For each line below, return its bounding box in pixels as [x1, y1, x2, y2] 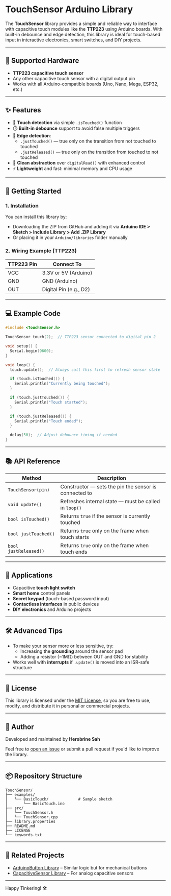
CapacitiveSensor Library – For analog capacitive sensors [12, 870, 134, 876]
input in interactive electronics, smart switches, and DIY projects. [5, 37, 141, 43]
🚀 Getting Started [5, 186, 62, 195]
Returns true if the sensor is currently [60, 512, 150, 520]
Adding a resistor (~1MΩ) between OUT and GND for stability [20, 653, 149, 659]
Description [97, 474, 126, 481]
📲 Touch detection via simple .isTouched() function [12, 119, 122, 126]
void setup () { [5, 344, 38, 349]
